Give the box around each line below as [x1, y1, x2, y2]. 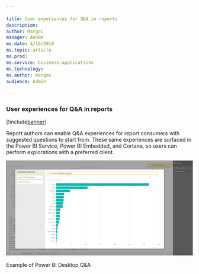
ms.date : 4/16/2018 [6, 41, 54, 47]
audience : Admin [6, 78, 46, 84]
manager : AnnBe [6, 34, 44, 41]
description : [6, 22, 38, 28]
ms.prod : [6, 53, 28, 59]
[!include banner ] [6, 119, 47, 126]
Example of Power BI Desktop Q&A [6, 261, 91, 268]
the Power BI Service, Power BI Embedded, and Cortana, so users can [6, 142, 177, 149]
